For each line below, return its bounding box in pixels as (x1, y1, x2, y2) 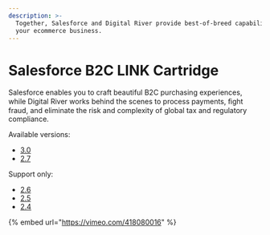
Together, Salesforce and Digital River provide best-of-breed (15, 19, 231, 27)
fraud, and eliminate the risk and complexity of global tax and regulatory (8, 106, 247, 115)
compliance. (8, 114, 50, 124)
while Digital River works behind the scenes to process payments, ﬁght (8, 97, 243, 107)
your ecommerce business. (15, 26, 103, 34)
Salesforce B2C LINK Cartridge (8, 61, 219, 79)
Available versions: (8, 130, 71, 140)
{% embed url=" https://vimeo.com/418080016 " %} (8, 217, 177, 227)
